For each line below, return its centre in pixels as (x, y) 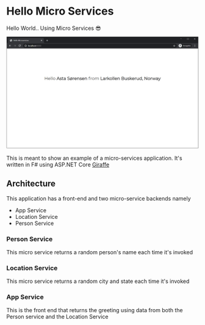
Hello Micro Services (60, 11)
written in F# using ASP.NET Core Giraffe (58, 164)
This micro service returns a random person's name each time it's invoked (100, 252)
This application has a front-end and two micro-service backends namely (99, 198)
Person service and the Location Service (57, 317)
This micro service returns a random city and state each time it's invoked (98, 281)
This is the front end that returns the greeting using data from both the (95, 310)
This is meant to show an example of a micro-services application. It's (94, 158)
